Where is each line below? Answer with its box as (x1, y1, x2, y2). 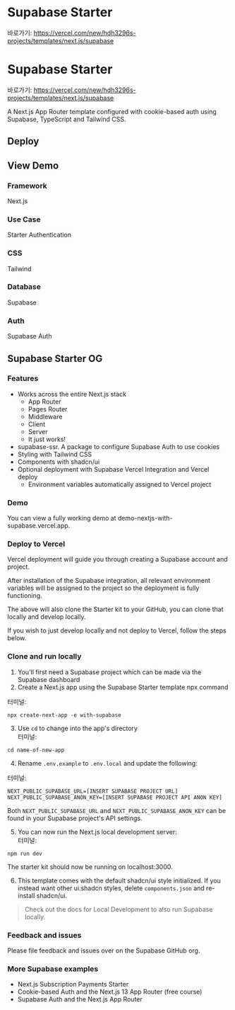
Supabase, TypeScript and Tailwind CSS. (7, 115, 126, 123)
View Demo (7, 159, 59, 171)
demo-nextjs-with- (117, 514, 173, 523)
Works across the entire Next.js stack (17, 390, 127, 398)
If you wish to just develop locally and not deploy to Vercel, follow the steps (7, 626, 227, 635)
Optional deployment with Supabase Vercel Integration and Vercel (17, 465, 210, 473)
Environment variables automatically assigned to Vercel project (28, 480, 212, 489)
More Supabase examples (7, 964, 99, 974)
